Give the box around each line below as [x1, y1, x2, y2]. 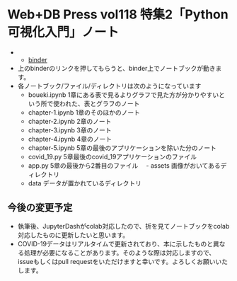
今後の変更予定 [7, 202, 73, 214]
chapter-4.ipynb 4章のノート [28, 134, 112, 143]
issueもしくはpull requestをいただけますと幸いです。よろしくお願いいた [17, 257, 229, 265]
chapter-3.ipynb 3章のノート [28, 125, 112, 134]
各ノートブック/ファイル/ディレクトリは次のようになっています [17, 81, 202, 90]
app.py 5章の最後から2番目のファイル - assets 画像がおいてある [28, 161, 221, 170]
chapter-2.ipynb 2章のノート [28, 117, 112, 125]
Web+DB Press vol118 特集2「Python [7, 6, 229, 23]
